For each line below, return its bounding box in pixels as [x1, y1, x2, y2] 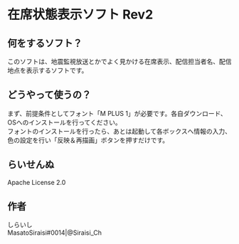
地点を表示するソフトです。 [7, 66, 88, 75]
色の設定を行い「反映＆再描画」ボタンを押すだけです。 [7, 136, 169, 144]
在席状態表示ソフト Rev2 [7, 6, 154, 23]
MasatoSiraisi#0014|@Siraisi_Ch [7, 228, 102, 237]
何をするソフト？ [7, 37, 83, 49]
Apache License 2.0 [7, 178, 66, 186]
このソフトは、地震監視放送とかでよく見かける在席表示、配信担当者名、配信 [7, 58, 232, 65]
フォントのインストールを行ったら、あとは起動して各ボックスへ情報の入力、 [7, 127, 231, 135]
